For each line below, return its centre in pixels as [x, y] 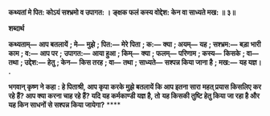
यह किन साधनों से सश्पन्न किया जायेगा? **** [65, 105]
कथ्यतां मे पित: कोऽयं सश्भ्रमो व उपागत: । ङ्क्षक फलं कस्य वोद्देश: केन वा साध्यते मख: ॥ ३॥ [122, 12]
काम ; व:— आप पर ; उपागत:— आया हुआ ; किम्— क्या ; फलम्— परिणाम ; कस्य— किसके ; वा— [134, 53]
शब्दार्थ [16, 28]
